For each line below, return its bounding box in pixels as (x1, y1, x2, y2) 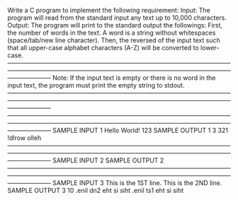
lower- (200, 44, 220, 52)
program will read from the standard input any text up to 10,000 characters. (7, 13, 227, 22)
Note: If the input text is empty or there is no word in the (52, 73, 216, 82)
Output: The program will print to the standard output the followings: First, (7, 21, 223, 29)
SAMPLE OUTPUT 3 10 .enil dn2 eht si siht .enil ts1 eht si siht (7, 187, 184, 194)
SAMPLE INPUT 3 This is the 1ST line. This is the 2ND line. (52, 179, 222, 187)
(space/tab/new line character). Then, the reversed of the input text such (7, 36, 221, 45)
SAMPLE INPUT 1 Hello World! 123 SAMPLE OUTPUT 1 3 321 (52, 127, 229, 134)
